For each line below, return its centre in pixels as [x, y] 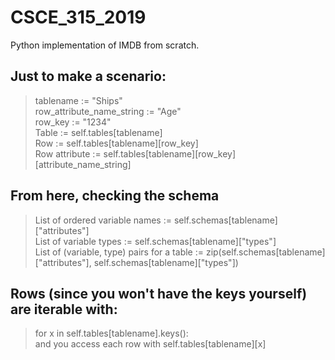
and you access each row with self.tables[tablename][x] [150, 344]
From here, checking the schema [115, 196]
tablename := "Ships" [78, 100]
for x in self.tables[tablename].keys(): [111, 333]
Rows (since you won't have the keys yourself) [159, 293]
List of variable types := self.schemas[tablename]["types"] [155, 241]
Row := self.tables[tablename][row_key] [116, 143]
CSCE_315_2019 [78, 17]
